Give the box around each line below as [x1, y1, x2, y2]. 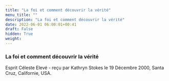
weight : [5, 36, 22, 42]
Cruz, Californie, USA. [5, 70, 52, 76]
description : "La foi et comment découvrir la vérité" [5, 17, 125, 22]
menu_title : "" [5, 12, 38, 17]
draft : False [5, 27, 33, 32]
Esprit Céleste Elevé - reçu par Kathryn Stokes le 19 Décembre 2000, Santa [5, 65, 164, 71]
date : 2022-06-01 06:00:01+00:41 [5, 22, 77, 27]
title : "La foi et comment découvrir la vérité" [5, 7, 111, 13]
